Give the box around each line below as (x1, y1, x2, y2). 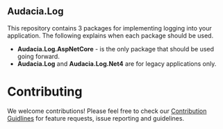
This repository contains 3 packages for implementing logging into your (7, 24, 212, 32)
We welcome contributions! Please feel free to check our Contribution (7, 107, 207, 115)
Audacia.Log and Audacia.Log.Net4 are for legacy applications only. (17, 59, 217, 68)
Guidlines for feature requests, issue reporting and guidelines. (7, 114, 185, 122)
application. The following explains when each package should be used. (7, 31, 214, 40)
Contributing (7, 84, 83, 99)
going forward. (17, 52, 60, 60)
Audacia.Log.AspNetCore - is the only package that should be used (17, 44, 214, 53)
